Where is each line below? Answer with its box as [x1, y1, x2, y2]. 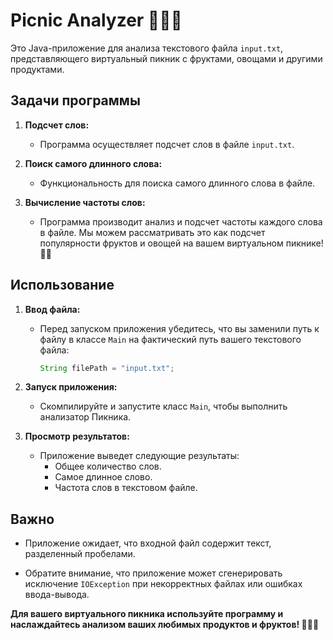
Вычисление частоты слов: [24, 196, 146, 208]
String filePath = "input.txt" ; [39, 363, 175, 373]
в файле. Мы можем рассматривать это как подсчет [39, 226, 266, 238]
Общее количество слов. [54, 460, 162, 473]
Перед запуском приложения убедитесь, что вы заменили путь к [39, 322, 320, 334]
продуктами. [10, 63, 65, 75]
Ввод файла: [24, 303, 81, 315]
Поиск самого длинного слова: [24, 157, 163, 169]
